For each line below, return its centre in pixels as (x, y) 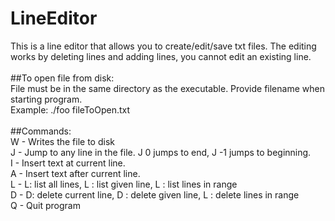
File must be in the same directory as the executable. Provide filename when (167, 88)
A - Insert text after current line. (75, 173)
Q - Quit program (45, 205)
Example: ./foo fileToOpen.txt (70, 109)
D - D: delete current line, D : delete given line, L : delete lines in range (155, 194)
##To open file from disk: (62, 78)
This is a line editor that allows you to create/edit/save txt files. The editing (163, 46)
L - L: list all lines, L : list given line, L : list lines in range (124, 184)
